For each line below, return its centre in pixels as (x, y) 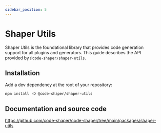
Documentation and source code (56, 109)
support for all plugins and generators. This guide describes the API (73, 52)
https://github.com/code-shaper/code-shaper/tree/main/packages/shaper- (80, 121)
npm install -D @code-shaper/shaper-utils (49, 94)
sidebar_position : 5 (26, 10)
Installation (22, 73)
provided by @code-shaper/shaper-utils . (46, 58)
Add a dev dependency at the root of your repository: (59, 85)
